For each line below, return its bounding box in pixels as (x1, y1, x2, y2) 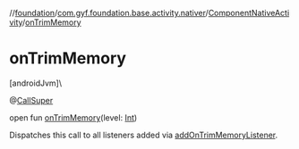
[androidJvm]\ (9, 78, 63, 88)
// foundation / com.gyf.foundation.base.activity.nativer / (9, 8, 209, 18)
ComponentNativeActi (208, 8, 290, 18)
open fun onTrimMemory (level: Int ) (9, 112, 138, 123)
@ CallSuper (9, 95, 54, 105)
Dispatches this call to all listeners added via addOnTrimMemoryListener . (9, 129, 278, 140)
